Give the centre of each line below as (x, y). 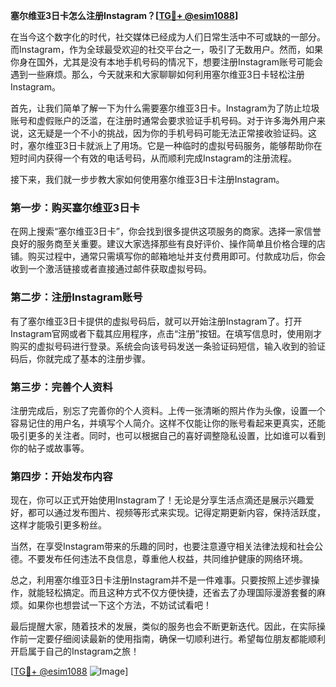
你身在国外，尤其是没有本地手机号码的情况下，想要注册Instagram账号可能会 (166, 62)
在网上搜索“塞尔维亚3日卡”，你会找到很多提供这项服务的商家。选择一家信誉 (166, 231)
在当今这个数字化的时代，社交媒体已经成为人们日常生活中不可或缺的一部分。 (168, 37)
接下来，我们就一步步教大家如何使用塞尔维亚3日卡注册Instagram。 (147, 179)
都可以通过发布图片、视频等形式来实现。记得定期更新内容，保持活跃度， (176, 513)
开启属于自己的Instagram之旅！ (75, 651)
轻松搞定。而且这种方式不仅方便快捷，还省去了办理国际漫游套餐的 (180, 593)
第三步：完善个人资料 (61, 387)
